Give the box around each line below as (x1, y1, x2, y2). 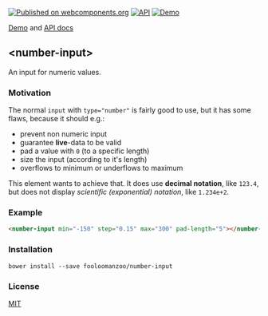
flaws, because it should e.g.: (8, 114, 105, 124)
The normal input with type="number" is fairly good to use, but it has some (8, 105, 251, 115)
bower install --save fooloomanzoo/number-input (8, 262, 173, 271)
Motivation (8, 87, 52, 98)
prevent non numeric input (19, 129, 108, 139)
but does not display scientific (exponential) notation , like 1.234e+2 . (8, 188, 230, 197)
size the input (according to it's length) (19, 155, 148, 164)
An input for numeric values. (8, 67, 101, 77)
